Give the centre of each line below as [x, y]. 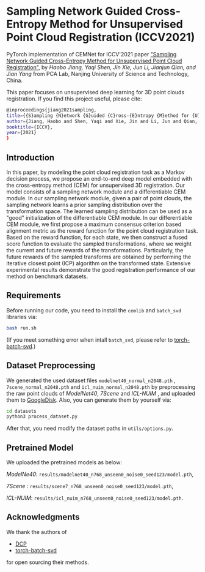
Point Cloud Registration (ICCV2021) [101, 37]
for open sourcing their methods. [48, 562]
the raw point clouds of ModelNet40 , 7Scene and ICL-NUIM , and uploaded [101, 393]
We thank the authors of [37, 532]
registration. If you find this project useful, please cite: [74, 99]
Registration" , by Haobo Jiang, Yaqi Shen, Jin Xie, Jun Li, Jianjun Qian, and [101, 67]
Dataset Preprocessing [51, 366]
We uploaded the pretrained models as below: [64, 462]
